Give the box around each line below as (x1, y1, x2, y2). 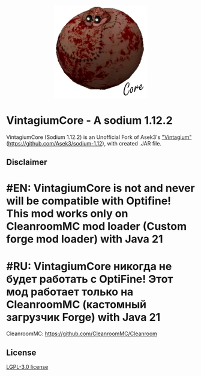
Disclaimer (6, 157, 47, 168)
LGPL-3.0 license (6, 363, 49, 371)
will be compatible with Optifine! (6, 194, 172, 208)
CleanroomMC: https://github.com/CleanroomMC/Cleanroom (6, 330, 158, 337)
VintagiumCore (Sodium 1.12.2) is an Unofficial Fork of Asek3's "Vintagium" (6, 134, 192, 141)
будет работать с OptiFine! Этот (6, 272, 173, 286)
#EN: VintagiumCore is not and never (6, 181, 195, 195)
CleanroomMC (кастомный (6, 298, 147, 311)
